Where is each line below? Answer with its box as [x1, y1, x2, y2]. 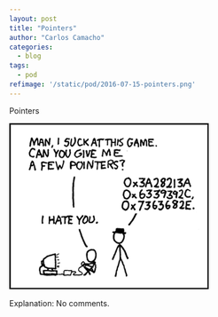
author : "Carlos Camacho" [9, 33, 105, 42]
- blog [17, 52, 42, 61]
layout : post [9, 14, 58, 23]
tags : [9, 61, 29, 70]
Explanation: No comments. [9, 297, 110, 308]
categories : [9, 43, 53, 52]
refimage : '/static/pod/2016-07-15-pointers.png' [9, 80, 197, 89]
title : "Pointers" [9, 23, 77, 33]
